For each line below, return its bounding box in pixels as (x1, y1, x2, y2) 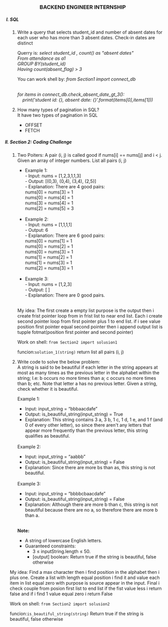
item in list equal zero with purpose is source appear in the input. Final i (9, 580, 160, 586)
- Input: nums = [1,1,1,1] (25, 221, 73, 228)
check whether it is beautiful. (17, 385, 79, 392)
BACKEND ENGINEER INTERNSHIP (39, 4, 126, 11)
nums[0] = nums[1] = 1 (25, 237, 73, 244)
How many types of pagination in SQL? (17, 106, 100, 113)
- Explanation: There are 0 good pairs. (25, 292, 105, 298)
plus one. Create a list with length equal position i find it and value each (9, 574, 160, 581)
